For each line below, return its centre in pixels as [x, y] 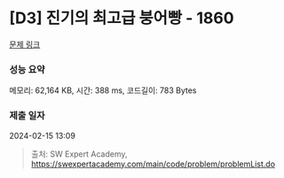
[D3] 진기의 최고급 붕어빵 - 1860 [122, 18]
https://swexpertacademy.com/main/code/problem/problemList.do [153, 164]
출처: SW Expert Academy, [79, 154]
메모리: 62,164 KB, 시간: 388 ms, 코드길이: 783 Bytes [103, 90]
